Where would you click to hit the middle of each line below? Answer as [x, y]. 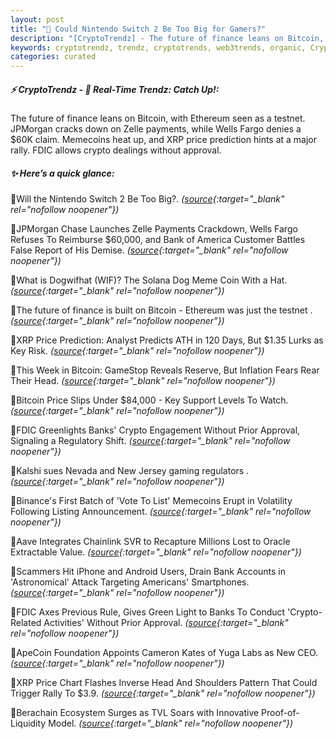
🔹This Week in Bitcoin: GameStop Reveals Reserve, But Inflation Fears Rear [165, 370]
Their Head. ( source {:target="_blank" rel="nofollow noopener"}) [143, 381]
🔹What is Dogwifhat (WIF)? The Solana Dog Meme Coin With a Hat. [149, 280]
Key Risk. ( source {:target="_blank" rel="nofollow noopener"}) [137, 351]
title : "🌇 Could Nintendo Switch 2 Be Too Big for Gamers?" [138, 29]
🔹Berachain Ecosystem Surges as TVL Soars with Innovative [135, 713]
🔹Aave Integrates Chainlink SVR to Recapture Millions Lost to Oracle [150, 542]
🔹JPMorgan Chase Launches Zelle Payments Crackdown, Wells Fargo [154, 229]
